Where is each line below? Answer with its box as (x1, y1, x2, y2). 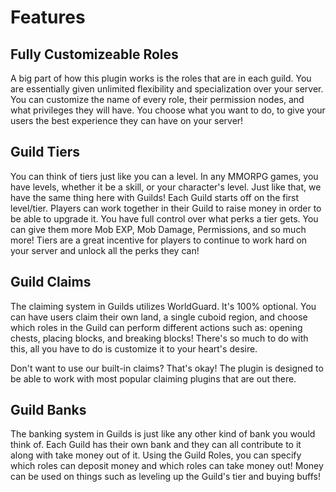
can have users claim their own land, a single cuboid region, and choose (10, 311, 308, 323)
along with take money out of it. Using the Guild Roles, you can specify (10, 449, 302, 461)
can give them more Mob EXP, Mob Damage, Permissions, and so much (10, 223, 307, 235)
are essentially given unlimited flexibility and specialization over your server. (10, 83, 324, 95)
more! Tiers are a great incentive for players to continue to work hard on (10, 234, 308, 246)
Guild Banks (10, 402, 87, 419)
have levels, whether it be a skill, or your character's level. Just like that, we (10, 181, 322, 193)
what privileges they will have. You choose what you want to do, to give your (10, 104, 326, 116)
